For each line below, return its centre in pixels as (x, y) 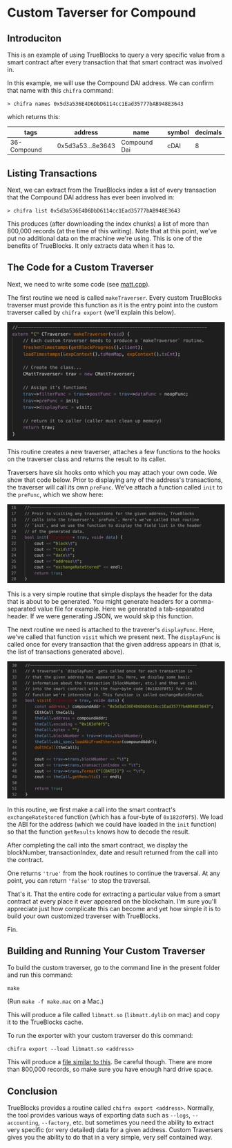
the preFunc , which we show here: (55, 494)
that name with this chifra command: (60, 90)
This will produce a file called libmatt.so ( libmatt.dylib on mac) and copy (114, 1015)
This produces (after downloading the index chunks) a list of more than (108, 224)
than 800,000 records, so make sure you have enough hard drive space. (110, 1069)
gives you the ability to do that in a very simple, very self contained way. (110, 1138)
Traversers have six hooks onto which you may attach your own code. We (112, 472)
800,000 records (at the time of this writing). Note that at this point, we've (112, 231)
